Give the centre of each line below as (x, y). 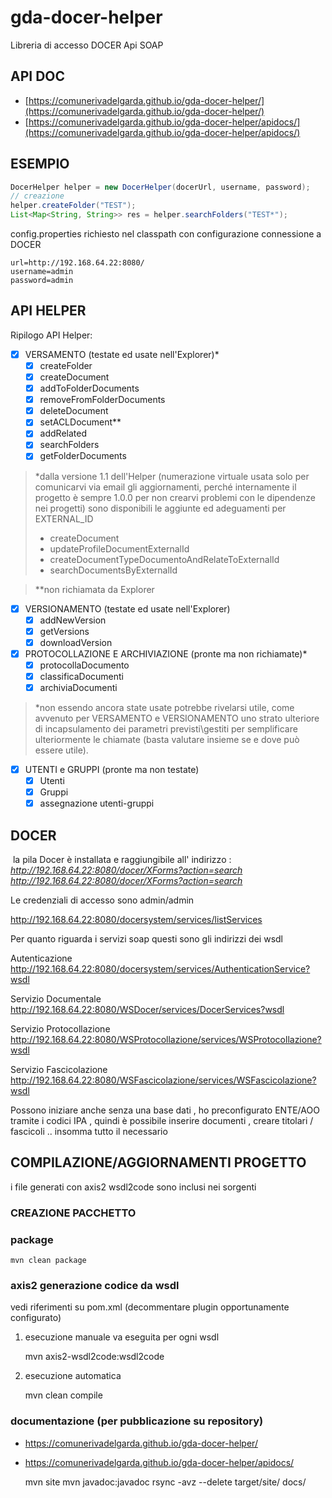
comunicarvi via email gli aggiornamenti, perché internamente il (165, 487)
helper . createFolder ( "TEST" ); (73, 206)
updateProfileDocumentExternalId (119, 548)
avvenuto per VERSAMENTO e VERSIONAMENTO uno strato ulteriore (177, 718)
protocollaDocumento (84, 665)
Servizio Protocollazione (60, 1029)
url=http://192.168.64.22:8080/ (77, 263)
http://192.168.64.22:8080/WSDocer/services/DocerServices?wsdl (147, 1010)
